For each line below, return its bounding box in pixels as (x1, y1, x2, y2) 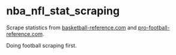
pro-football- (138, 24, 170, 31)
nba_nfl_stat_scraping (6, 4, 120, 18)
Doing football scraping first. (6, 42, 77, 49)
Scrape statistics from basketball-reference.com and (6, 24, 137, 31)
